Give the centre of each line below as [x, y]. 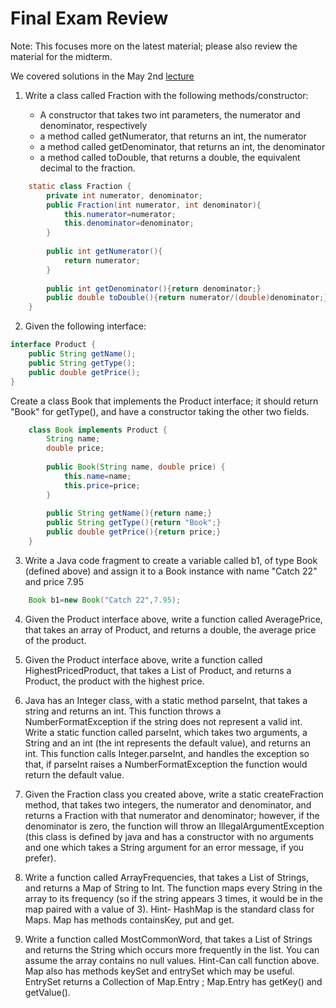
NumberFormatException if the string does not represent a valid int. [163, 721]
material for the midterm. [61, 56]
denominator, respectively [93, 125]
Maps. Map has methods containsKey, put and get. [129, 919]
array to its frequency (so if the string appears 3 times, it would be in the [173, 898]
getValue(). [47, 992]
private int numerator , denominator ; [124, 195]
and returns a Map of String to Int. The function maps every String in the [173, 888]
